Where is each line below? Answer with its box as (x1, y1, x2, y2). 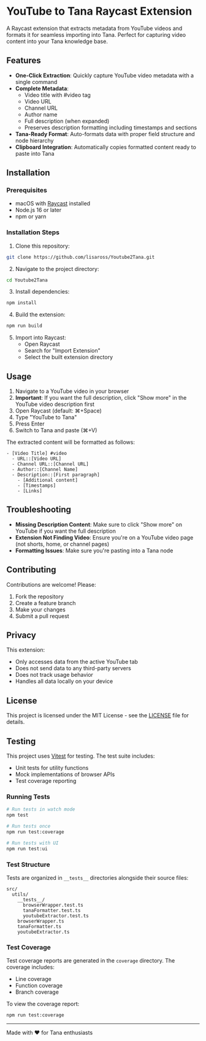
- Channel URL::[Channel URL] (12, 461, 89, 467)
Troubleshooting (6, 505, 72, 515)
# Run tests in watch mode (6, 806, 75, 813)
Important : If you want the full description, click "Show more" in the (15, 394, 187, 402)
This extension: (6, 646, 45, 654)
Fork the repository (15, 593, 64, 600)
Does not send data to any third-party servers (15, 665, 132, 672)
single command (15, 78, 58, 85)
